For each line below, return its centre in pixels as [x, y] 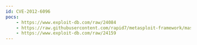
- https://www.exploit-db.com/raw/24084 [66, 22]
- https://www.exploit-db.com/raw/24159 [66, 33]
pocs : [12, 17]
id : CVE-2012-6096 [28, 11]
